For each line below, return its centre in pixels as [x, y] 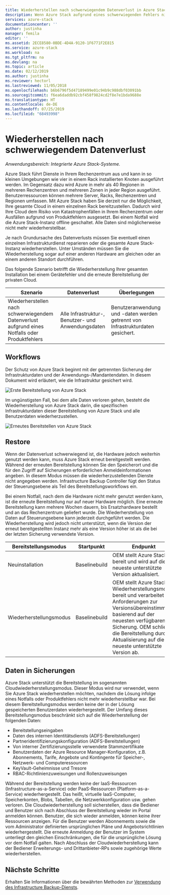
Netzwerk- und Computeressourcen [50, 763]
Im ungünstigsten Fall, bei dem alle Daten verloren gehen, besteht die [78, 400]
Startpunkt [92, 547]
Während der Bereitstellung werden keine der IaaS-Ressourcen [71, 784]
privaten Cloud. [21, 280]
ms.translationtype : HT [30, 100]
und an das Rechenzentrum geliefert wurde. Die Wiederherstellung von [79, 513]
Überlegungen [136, 292]
